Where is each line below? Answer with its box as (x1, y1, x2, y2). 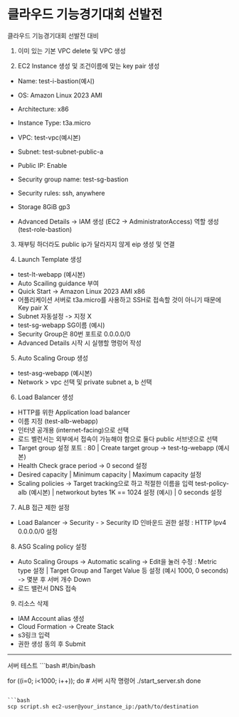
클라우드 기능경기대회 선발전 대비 (7, 31, 100, 40)
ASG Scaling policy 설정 (17, 542, 87, 551)
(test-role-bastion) (17, 225, 73, 233)
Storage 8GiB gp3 (17, 202, 70, 211)
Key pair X (17, 303, 48, 312)
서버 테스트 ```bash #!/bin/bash (7, 661, 96, 669)
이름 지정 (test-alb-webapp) (17, 417, 98, 425)
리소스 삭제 (17, 599, 49, 607)
